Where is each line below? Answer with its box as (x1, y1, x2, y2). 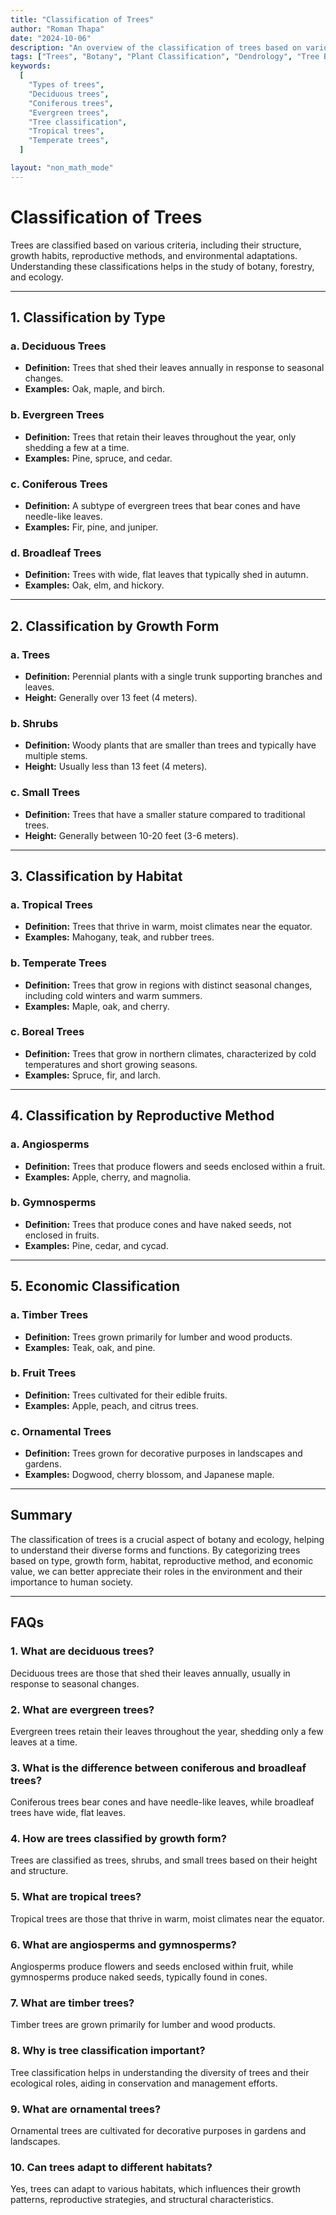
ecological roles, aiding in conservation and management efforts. (10, 2077, 278, 2089)
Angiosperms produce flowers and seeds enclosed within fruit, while (10, 1961, 294, 1973)
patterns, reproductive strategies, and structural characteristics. (10, 2194, 274, 2206)
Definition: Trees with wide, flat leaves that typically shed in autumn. (24, 569, 309, 581)
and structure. (10, 1865, 69, 1877)
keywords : (10, 61, 52, 71)
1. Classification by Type (10, 309, 166, 326)
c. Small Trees (10, 786, 81, 800)
